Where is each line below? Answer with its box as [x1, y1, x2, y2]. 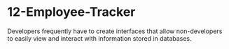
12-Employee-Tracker [7, 4, 136, 20]
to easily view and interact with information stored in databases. [7, 34, 192, 42]
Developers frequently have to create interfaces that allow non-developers [7, 27, 223, 35]
